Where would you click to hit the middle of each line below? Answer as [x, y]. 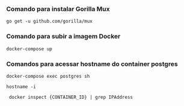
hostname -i [21, 87]
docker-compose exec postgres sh [48, 76]
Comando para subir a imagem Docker [63, 37]
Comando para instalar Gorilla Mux [58, 9]
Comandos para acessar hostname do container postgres [92, 63]
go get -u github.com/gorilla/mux [50, 22]
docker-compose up [29, 49]
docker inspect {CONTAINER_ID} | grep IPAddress [71, 97]
